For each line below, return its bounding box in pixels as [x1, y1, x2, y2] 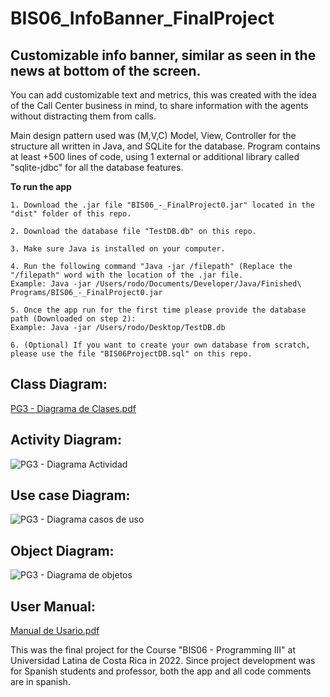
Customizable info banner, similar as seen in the [10, 47, 317, 64]
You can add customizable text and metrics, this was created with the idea [10, 89, 317, 101]
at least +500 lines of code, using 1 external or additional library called [10, 151, 300, 162]
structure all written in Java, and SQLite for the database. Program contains [10, 140, 321, 152]
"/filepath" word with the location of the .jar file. [10, 270, 244, 280]
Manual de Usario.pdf [10, 625, 100, 637]
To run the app [10, 181, 72, 192]
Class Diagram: [10, 376, 108, 393]
